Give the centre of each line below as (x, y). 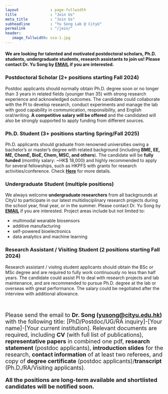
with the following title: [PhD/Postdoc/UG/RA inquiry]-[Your (84, 321)
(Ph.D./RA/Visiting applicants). (45, 368)
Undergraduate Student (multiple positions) (60, 184)
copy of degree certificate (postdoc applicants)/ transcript (83, 361)
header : (13, 33)
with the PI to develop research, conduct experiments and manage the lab (81, 104)
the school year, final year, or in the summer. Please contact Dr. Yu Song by (83, 206)
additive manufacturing (36, 226)
